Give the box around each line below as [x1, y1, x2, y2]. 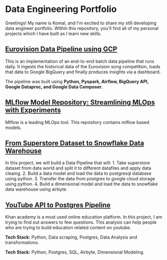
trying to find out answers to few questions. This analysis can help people [5, 219, 157, 225]
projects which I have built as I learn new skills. [5, 30, 102, 36]
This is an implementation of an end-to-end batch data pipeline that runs [5, 58, 155, 64]
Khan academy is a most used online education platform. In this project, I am [5, 214, 163, 220]
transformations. [5, 240, 39, 246]
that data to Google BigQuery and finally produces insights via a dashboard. [5, 69, 161, 75]
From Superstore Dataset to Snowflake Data [5, 138, 145, 147]
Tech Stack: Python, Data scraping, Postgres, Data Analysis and [5, 234, 138, 240]
